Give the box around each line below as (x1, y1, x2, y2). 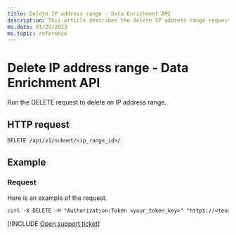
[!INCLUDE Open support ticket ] (7, 220, 100, 228)
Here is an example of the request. (7, 194, 107, 202)
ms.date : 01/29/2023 (7, 23, 68, 30)
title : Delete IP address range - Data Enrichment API (7, 10, 171, 18)
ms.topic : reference (7, 29, 68, 37)
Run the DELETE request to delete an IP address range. (7, 98, 167, 107)
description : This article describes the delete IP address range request (7, 17, 231, 24)
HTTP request (7, 119, 70, 130)
